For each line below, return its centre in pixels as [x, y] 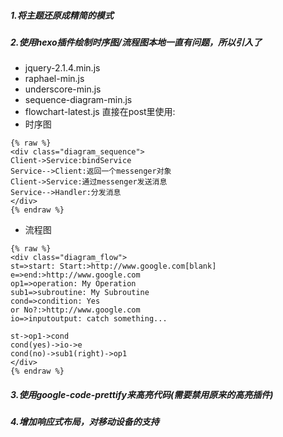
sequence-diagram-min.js [78, 100]
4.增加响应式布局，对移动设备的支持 [85, 422]
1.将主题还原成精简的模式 [62, 15]
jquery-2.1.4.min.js [62, 68]
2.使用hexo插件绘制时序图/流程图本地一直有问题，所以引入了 [136, 42]
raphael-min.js [54, 79]
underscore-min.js [63, 89]
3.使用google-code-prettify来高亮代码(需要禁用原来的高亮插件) [142, 394]
